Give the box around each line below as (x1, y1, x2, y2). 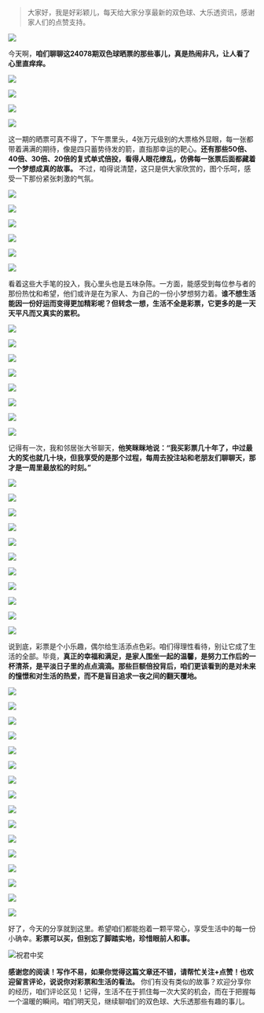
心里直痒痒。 (8, 59, 49, 68)
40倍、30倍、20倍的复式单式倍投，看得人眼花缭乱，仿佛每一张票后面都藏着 (8, 154, 256, 164)
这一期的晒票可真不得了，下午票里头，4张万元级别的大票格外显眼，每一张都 (8, 134, 254, 144)
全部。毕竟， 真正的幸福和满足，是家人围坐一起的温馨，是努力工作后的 (21, 652, 249, 661)
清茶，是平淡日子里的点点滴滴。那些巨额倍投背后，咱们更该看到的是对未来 (14, 661, 256, 671)
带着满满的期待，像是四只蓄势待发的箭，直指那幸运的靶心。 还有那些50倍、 (8, 145, 251, 153)
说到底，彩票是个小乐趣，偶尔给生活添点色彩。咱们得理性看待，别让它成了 (8, 642, 249, 651)
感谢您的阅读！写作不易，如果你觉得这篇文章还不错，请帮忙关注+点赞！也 (8, 967, 247, 976)
